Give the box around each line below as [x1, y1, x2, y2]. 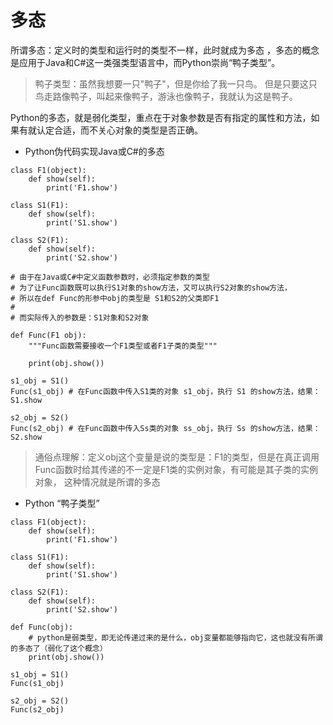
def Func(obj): [10, 622, 74, 632]
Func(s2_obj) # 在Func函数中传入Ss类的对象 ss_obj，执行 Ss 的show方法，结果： [10, 423, 321, 433]
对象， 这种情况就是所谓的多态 [34, 476, 161, 488]
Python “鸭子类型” [24, 497, 100, 509]
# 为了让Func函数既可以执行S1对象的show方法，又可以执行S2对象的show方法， [10, 282, 292, 293]
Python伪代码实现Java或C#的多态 [24, 145, 165, 157]
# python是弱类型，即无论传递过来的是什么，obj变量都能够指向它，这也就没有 [28, 632, 308, 643]
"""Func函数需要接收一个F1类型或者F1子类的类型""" [28, 341, 218, 351]
